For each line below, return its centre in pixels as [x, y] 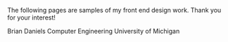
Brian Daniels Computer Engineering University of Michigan [94, 31]
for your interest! [32, 17]
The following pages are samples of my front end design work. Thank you [114, 10]
